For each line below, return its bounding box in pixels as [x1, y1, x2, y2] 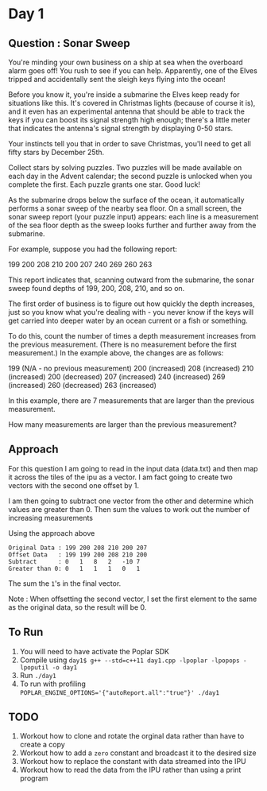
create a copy [19, 740, 65, 750]
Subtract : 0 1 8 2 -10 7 [8, 557, 141, 565]
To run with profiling [19, 679, 86, 688]
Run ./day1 [19, 670, 57, 680]
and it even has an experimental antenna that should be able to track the [8, 107, 245, 116]
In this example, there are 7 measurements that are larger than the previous [8, 396, 255, 405]
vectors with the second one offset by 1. [8, 480, 140, 490]
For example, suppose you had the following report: [8, 244, 177, 254]
